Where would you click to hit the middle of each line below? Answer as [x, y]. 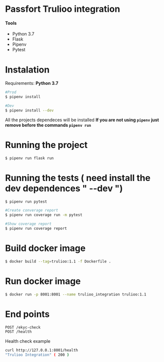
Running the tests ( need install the [78, 178]
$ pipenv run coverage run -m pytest [44, 215]
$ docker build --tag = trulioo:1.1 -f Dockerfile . [58, 261]
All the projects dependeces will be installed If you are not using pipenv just [82, 120]
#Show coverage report [28, 224]
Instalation [27, 70]
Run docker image [43, 281]
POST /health [18, 332]
